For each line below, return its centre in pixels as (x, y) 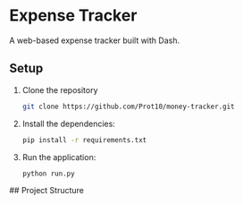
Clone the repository (60, 89)
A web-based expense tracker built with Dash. (95, 40)
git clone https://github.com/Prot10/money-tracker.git (128, 106)
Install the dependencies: (69, 123)
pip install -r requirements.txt (84, 140)
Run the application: (59, 157)
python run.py (48, 174)
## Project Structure (47, 191)
